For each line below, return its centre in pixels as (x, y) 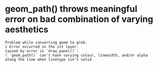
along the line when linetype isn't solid (48, 59)
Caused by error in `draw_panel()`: (42, 51)
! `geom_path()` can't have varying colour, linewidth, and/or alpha (77, 55)
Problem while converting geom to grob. (46, 42)
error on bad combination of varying (79, 19)
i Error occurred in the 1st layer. (42, 47)
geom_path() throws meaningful (71, 9)
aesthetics (27, 30)
